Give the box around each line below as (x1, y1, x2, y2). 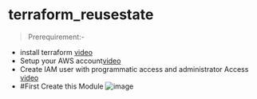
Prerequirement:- (27, 32, 85, 42)
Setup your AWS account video (19, 56, 121, 65)
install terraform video (19, 47, 93, 57)
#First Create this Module (19, 81, 104, 91)
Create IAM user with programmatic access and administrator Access (19, 64, 249, 73)
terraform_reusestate (8, 6, 154, 24)
